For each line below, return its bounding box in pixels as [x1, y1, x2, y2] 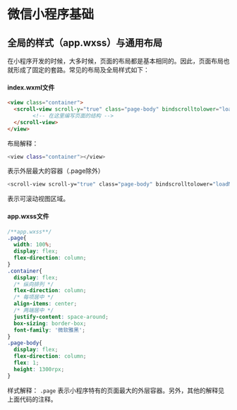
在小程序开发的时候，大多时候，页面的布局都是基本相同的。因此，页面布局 [7, 57, 224, 65]
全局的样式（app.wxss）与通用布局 [7, 37, 163, 49]
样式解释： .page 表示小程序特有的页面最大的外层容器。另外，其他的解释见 [7, 386, 224, 394]
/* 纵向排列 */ [13, 280, 54, 288]
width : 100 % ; [13, 241, 52, 248]
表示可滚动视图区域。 [7, 195, 69, 203]
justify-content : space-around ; [13, 313, 109, 320]
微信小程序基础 [7, 6, 95, 23]
